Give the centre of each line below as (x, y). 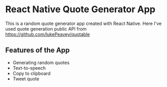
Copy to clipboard (32, 73)
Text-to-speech (29, 68)
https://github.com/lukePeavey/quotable (48, 34)
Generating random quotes (41, 63)
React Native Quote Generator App (80, 9)
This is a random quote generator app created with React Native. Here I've (83, 23)
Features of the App (38, 50)
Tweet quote (26, 79)
